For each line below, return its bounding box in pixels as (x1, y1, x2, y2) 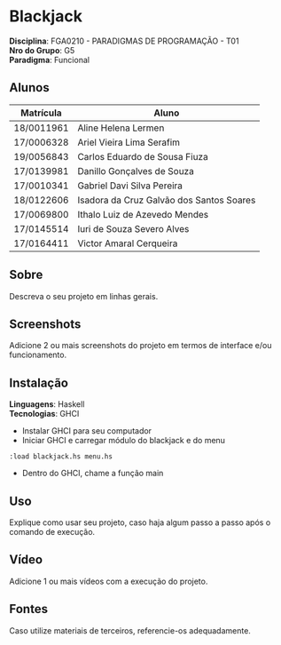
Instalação (9, 375, 69, 390)
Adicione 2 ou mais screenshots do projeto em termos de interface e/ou (9, 340, 272, 351)
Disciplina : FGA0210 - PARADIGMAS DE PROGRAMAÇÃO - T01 (9, 36, 239, 46)
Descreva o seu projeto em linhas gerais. (9, 291, 159, 301)
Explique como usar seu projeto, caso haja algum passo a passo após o (9, 517, 271, 528)
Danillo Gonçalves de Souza (77, 164, 195, 177)
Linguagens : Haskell (9, 399, 85, 410)
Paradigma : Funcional (9, 54, 90, 65)
